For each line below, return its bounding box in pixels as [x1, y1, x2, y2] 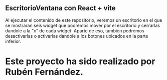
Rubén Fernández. [5, 67, 84, 78]
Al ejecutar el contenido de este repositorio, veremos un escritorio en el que [5, 17, 162, 23]
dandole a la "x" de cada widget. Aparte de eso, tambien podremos [5, 27, 144, 34]
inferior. [5, 38, 22, 44]
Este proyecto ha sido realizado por [5, 56, 155, 67]
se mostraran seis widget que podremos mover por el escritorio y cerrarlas [5, 22, 160, 28]
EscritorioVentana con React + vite [5, 4, 116, 12]
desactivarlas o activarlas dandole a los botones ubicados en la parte [5, 33, 148, 39]
